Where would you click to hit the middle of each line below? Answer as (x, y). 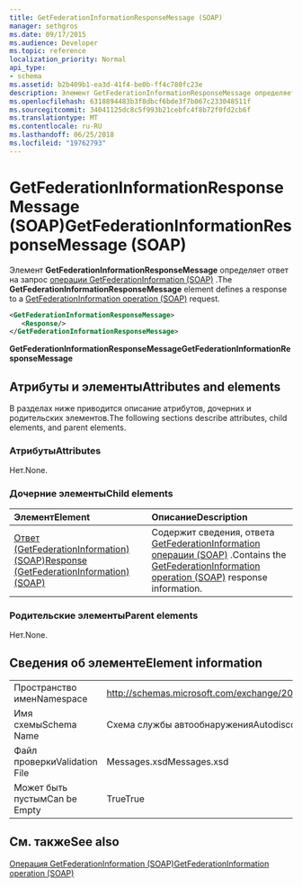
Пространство (45, 687)
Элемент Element (52, 516)
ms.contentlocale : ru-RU (56, 127)
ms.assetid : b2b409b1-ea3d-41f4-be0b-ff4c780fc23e (106, 85)
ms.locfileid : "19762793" (58, 143)
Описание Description (200, 516)
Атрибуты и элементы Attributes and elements (145, 386)
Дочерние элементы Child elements (91, 494)
